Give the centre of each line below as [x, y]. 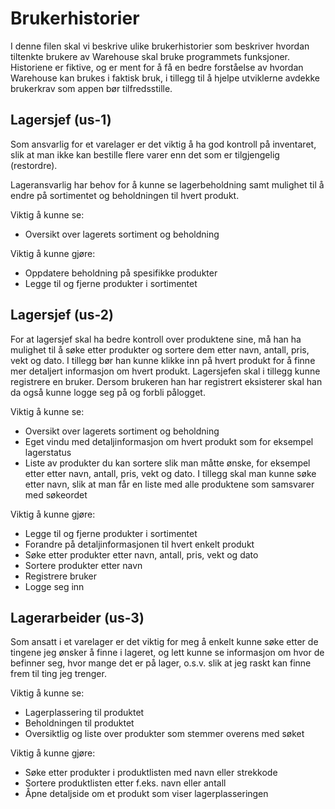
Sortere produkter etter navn [83, 565]
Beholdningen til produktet [79, 723]
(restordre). [34, 165]
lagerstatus [48, 452]
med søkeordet [56, 494]
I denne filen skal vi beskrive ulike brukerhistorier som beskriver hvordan [160, 46]
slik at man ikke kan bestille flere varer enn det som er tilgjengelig [145, 154]
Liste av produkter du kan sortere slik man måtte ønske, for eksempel [167, 463]
